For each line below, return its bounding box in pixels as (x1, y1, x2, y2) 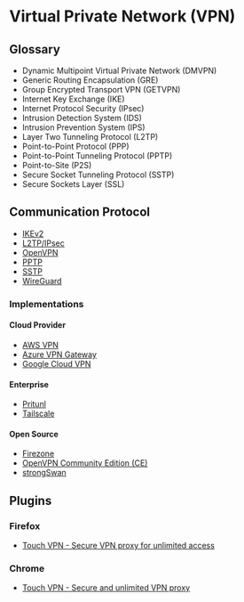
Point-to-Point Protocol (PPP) (21, 141, 130, 151)
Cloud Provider (9, 320, 67, 330)
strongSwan (21, 468, 67, 478)
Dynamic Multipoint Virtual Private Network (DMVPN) (21, 65, 217, 76)
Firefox (9, 519, 41, 532)
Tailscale (21, 408, 55, 419)
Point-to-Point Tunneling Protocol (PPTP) (21, 150, 173, 161)
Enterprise (9, 378, 49, 389)
